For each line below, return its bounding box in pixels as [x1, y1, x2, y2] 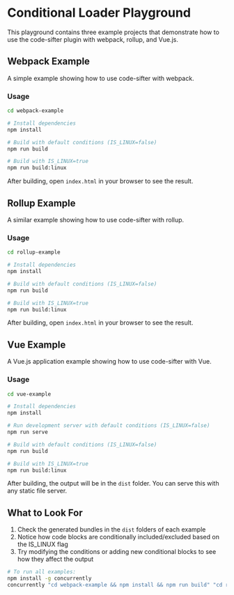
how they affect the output [17, 555, 94, 564]
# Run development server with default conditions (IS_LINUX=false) [7, 422, 210, 429]
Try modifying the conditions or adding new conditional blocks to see [17, 548, 217, 556]
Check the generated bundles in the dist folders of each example [17, 525, 206, 534]
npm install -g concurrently [7, 575, 92, 582]
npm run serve [7, 428, 49, 436]
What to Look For [7, 507, 83, 518]
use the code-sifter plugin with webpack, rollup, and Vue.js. [7, 35, 179, 43]
